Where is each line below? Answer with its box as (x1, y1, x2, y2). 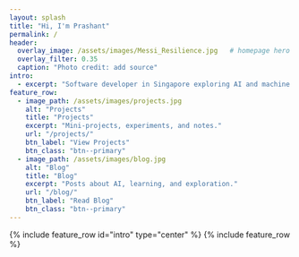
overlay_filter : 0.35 (17, 55, 98, 64)
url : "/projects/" (25, 130, 94, 139)
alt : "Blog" (25, 163, 70, 172)
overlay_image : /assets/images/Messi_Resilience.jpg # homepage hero (17, 47, 291, 56)
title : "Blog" (25, 171, 78, 180)
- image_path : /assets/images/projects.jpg (17, 96, 182, 106)
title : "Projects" (25, 113, 94, 122)
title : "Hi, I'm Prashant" (9, 21, 110, 30)
